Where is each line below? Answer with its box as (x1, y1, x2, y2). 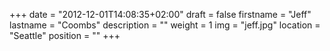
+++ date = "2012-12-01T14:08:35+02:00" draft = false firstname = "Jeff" (9, 9, 312, 20)
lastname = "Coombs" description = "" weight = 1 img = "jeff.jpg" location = (9, 19, 321, 31)
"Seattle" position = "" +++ (9, 30, 121, 41)
